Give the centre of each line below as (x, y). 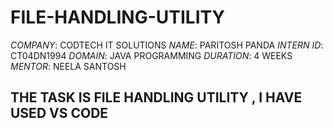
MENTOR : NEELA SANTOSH (68, 66)
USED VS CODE (59, 113)
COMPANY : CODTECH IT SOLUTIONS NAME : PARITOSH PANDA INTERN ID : (167, 45)
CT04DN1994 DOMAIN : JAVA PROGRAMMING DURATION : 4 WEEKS (151, 55)
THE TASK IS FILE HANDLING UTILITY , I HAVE (156, 97)
